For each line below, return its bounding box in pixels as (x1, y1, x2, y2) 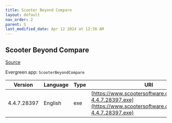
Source (5, 59, 20, 65)
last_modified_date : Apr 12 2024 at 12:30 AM (5, 27, 104, 32)
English (43, 99, 61, 107)
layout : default (5, 12, 40, 17)
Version (13, 81, 33, 88)
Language (43, 81, 69, 88)
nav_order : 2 (5, 17, 33, 22)
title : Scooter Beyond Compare (5, 7, 72, 13)
